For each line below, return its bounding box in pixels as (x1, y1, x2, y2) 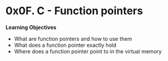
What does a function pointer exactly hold (14, 41, 117, 49)
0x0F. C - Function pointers (5, 4, 143, 18)
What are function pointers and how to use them (14, 35, 133, 42)
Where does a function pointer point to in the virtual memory (14, 47, 162, 54)
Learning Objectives (5, 24, 57, 31)
